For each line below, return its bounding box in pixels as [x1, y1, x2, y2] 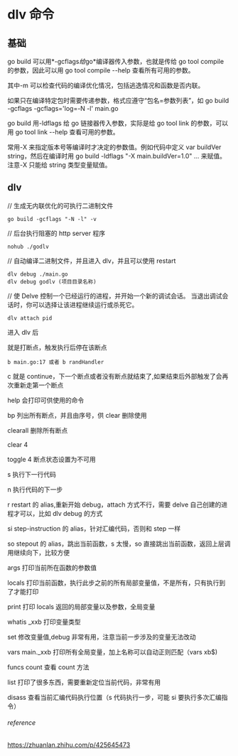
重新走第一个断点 [13, 381, 64, 389]
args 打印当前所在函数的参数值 [7, 563, 97, 572]
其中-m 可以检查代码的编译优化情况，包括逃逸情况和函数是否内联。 [7, 81, 205, 90]
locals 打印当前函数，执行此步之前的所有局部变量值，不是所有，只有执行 [7, 578, 220, 587]
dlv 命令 [7, 6, 55, 23]
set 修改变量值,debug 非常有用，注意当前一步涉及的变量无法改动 [7, 632, 197, 641]
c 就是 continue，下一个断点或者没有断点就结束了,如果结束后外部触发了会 [7, 372, 222, 380]
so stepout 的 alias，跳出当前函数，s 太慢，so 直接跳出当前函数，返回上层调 [7, 539, 231, 548]
